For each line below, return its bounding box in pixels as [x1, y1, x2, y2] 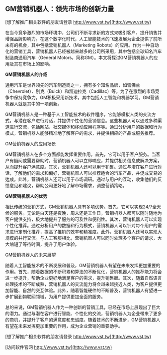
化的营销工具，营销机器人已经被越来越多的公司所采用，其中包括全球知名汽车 [5, 48, 162, 54]
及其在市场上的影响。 [9, 60, 53, 66]
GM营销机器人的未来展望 [5, 252, 56, 258]
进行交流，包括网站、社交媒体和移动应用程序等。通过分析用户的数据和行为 [9, 124, 162, 130]
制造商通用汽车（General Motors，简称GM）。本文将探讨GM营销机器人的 [5, 54, 154, 60]
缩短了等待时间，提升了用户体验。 [9, 241, 80, 247]
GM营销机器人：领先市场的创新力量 [5, 4, 114, 13]
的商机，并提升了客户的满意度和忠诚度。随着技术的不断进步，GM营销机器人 [5, 317, 161, 323]
